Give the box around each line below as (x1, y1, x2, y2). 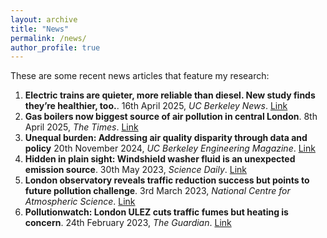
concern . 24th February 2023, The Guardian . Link (24, 217, 232, 229)
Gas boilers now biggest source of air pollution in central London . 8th (24, 111, 318, 123)
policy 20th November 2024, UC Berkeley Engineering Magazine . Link (24, 142, 316, 155)
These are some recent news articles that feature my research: (10, 70, 270, 82)
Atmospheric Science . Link (24, 196, 136, 208)
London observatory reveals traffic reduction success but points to (24, 174, 310, 186)
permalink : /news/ (10, 33, 87, 43)
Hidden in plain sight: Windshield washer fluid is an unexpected (24, 153, 296, 165)
